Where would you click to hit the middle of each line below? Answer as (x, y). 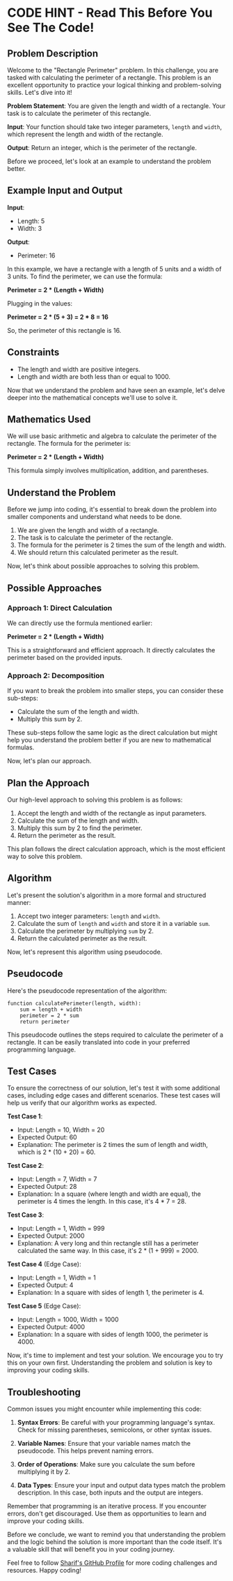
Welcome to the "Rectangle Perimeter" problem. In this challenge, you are (113, 70)
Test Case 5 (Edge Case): (44, 1306)
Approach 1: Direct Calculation (60, 608)
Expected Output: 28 (47, 1187)
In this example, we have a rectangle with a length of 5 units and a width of (114, 269)
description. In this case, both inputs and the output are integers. (110, 1493)
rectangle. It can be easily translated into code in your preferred (98, 1042)
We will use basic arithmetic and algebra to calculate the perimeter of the (112, 436)
